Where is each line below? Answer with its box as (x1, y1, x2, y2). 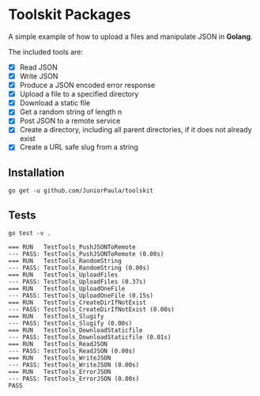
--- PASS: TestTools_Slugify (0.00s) (8, 319, 133, 328)
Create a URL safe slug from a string (19, 143, 138, 152)
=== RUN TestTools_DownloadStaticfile (8, 326, 144, 334)
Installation (8, 166, 65, 179)
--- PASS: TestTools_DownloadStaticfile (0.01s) (8, 333, 171, 341)
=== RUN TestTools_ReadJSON (8, 341, 108, 348)
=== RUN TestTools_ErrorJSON (8, 368, 111, 376)
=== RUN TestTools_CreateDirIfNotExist (8, 299, 147, 307)
